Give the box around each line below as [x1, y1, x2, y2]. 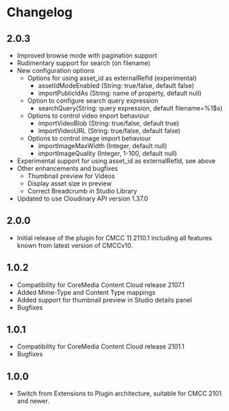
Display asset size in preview [27, 179, 112, 188]
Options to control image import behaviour [27, 134, 151, 142]
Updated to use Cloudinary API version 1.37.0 [16, 194, 148, 203]
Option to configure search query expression [27, 96, 158, 105]
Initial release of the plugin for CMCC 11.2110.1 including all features [16, 233, 213, 242]
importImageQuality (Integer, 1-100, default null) [37, 150, 177, 157]
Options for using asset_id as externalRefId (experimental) [27, 74, 197, 82]
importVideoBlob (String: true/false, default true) [37, 119, 180, 128]
